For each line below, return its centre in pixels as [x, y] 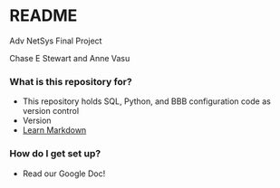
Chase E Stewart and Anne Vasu [70, 58]
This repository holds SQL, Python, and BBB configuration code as [147, 101]
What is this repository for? [71, 81]
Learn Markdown [54, 130]
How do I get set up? [55, 154]
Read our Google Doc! [64, 174]
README [43, 16]
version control [51, 111]
